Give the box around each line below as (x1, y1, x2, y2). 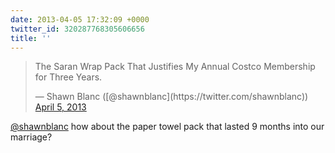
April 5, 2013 (34, 101, 87, 113)
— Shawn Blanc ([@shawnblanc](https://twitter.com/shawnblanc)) (34, 91, 309, 103)
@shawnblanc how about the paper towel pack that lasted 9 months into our (10, 121, 325, 133)
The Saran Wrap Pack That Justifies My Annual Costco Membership (34, 61, 316, 73)
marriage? (10, 131, 53, 143)
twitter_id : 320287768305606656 (10, 24, 145, 34)
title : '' (10, 33, 52, 43)
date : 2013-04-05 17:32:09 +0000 (10, 14, 150, 25)
